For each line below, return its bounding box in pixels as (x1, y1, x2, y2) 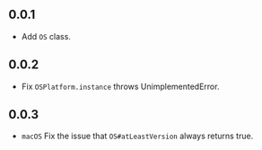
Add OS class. (21, 31, 71, 41)
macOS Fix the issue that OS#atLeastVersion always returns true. (21, 130, 254, 142)
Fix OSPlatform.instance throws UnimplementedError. (21, 81, 220, 92)
